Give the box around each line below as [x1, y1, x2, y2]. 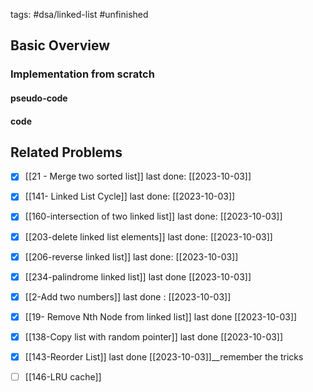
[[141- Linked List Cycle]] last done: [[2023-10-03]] [24, 190, 236, 203]
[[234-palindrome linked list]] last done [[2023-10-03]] [24, 270, 252, 283]
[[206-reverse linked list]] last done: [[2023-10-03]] [24, 250, 239, 263]
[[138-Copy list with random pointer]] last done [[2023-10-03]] [24, 330, 284, 343]
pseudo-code [10, 92, 68, 104]
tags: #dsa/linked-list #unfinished [10, 9, 149, 20]
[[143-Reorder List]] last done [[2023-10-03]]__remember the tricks [24, 350, 304, 363]
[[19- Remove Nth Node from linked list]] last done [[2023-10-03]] [24, 310, 298, 323]
